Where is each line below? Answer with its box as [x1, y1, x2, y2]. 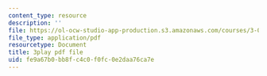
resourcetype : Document [8, 41, 87, 49]
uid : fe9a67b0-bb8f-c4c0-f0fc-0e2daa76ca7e [8, 56, 155, 64]
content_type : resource [8, 11, 87, 20]
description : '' [8, 19, 62, 27]
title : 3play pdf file [8, 48, 83, 56]
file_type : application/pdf [8, 33, 102, 42]
